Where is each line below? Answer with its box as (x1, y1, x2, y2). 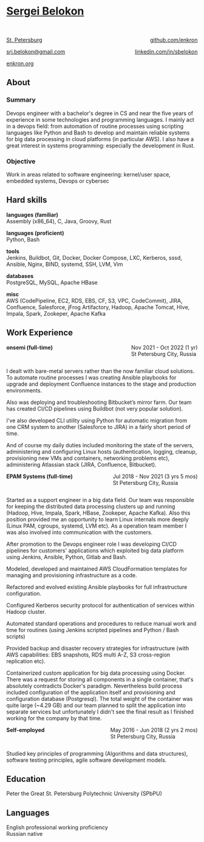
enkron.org (6, 60, 34, 67)
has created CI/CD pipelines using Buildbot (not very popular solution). (6, 405, 183, 412)
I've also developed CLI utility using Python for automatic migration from (6, 417, 187, 424)
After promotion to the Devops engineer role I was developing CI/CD (6, 540, 177, 548)
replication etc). (6, 657, 46, 664)
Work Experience (6, 327, 73, 338)
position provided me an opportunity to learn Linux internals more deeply (6, 515, 189, 523)
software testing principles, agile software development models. (6, 756, 167, 764)
